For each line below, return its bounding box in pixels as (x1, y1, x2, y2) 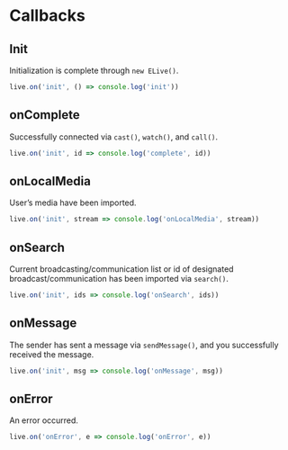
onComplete (9, 107, 80, 122)
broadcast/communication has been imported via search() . (9, 274, 229, 284)
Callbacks (9, 5, 85, 26)
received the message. (9, 348, 94, 360)
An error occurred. (9, 415, 79, 426)
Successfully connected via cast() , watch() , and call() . (9, 131, 219, 142)
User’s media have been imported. (9, 197, 137, 208)
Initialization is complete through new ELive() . (9, 65, 179, 76)
